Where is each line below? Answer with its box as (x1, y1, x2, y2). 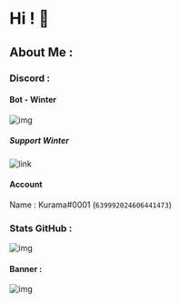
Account (9, 179, 43, 190)
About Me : (9, 45, 74, 60)
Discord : (9, 72, 50, 85)
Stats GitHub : (9, 222, 73, 235)
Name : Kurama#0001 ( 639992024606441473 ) (9, 199, 173, 210)
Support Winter (9, 136, 70, 146)
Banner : (9, 263, 43, 274)
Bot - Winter (9, 95, 57, 106)
